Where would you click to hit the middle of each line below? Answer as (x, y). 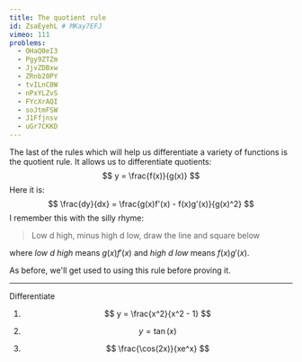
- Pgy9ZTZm (38, 59)
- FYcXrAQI (38, 101)
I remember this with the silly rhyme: (77, 218)
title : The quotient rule (58, 18)
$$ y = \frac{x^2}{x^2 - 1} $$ (158, 313)
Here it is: (27, 190)
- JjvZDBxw (38, 68)
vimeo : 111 (30, 34)
